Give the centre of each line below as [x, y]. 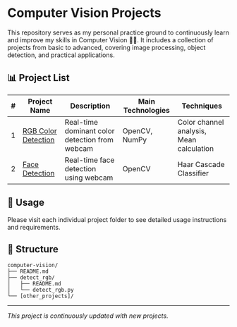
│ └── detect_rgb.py [41, 290]
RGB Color [40, 130]
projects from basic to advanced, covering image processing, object [107, 47]
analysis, [192, 130]
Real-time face [90, 160]
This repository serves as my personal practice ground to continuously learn [118, 32]
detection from [89, 140]
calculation [195, 148]
